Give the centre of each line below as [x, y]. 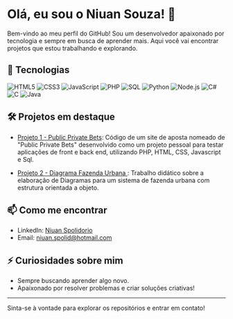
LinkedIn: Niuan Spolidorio [55, 230]
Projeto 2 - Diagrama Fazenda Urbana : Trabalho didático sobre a [111, 172]
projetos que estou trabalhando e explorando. [72, 48]
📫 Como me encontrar [57, 210]
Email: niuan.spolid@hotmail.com [64, 238]
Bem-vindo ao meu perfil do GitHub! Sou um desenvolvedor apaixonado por [116, 33]
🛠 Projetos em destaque [61, 117]
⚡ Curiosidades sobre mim [65, 260]
